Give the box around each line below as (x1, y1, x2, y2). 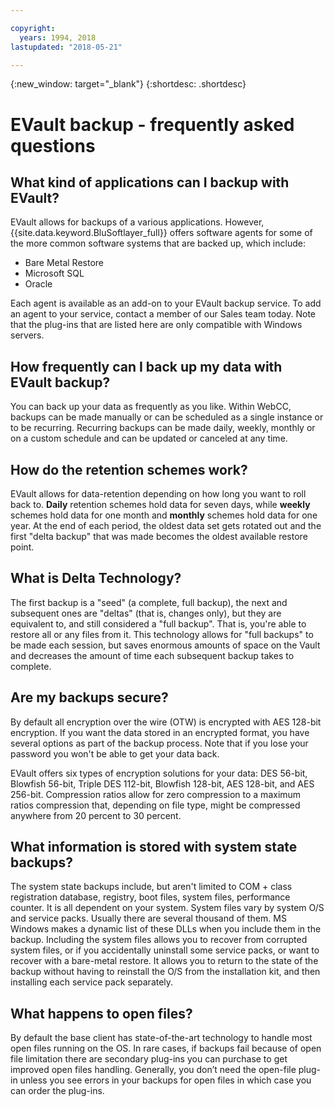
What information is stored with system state (10, 839, 298, 856)
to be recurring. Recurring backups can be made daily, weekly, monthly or (10, 422, 316, 434)
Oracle (24, 278, 53, 290)
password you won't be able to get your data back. (10, 747, 220, 760)
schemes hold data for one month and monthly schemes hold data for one (10, 509, 318, 521)
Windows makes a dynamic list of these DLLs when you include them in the (10, 923, 322, 935)
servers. (10, 329, 45, 341)
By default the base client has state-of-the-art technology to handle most (10, 1032, 313, 1044)
